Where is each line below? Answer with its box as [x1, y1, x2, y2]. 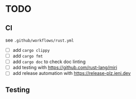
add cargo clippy [12, 47, 50, 53]
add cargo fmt [12, 53, 43, 59]
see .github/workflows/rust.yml [5, 37, 74, 43]
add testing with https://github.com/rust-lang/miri [12, 65, 118, 71]
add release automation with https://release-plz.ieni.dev [12, 70, 131, 76]
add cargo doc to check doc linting [12, 58, 86, 65]
